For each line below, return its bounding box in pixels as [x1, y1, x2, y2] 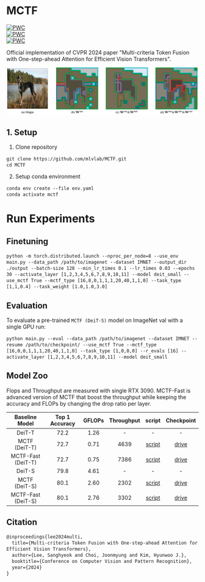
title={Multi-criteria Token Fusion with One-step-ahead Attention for [12, 540, 198, 547]
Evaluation [6, 300, 48, 311]
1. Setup [6, 127, 38, 138]
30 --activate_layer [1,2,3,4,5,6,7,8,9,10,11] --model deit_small [6, 272, 182, 278]
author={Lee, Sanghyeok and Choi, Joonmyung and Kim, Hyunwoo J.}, [12, 552, 187, 559]
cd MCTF [6, 162, 26, 168]
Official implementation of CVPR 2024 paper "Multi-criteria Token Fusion [6, 48, 190, 56]
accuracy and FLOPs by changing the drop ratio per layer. [6, 400, 151, 407]
